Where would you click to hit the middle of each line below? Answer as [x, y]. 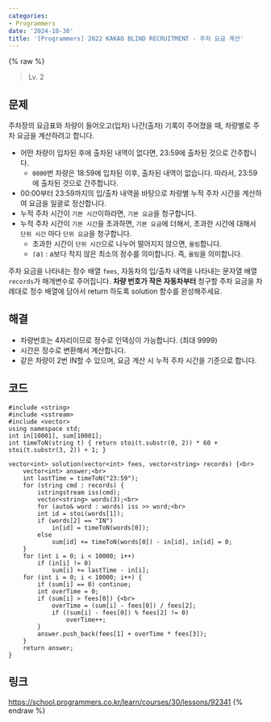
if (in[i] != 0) [65, 563]
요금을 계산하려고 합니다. [56, 136]
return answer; [48, 648]
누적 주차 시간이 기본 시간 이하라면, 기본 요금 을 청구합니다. [108, 213]
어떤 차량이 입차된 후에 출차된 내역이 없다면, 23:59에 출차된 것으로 [124, 153]
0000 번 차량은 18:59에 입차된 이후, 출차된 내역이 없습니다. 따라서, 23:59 [145, 173]
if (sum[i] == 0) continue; [84, 584]
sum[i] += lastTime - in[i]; [100, 570]
